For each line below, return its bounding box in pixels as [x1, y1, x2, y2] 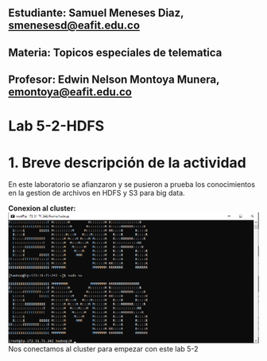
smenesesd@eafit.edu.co [8, 19, 141, 33]
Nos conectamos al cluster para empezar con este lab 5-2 [8, 344, 199, 354]
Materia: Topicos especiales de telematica [8, 45, 222, 59]
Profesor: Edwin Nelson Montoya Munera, [8, 73, 220, 87]
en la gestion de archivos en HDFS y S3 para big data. [8, 188, 185, 198]
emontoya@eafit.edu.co [8, 85, 133, 99]
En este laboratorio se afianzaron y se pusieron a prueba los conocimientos [8, 180, 256, 189]
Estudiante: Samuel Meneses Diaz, [8, 6, 184, 20]
